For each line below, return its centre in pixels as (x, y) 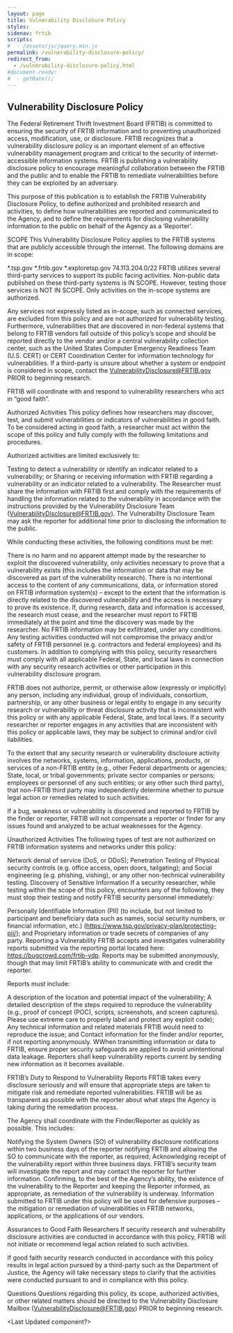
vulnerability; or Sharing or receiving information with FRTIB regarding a (110, 477)
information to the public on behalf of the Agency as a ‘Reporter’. (100, 226)
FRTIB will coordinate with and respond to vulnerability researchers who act (116, 392)
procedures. (25, 442)
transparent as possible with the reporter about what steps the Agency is (112, 1100)
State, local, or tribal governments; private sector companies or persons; (111, 775)
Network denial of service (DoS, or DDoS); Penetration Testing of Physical (113, 861)
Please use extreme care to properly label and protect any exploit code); (111, 1020)
